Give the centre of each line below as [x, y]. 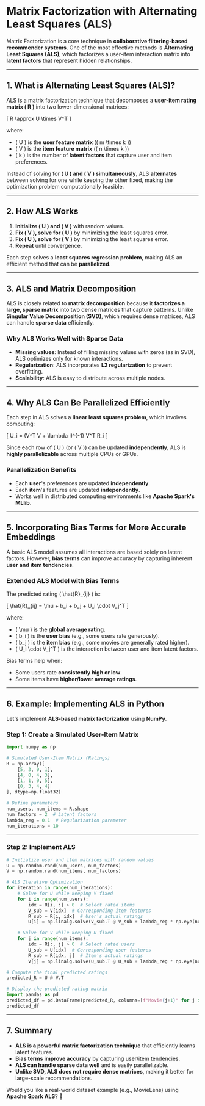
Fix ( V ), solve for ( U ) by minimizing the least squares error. [92, 233]
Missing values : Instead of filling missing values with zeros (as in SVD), [105, 352]
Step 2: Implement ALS [41, 847]
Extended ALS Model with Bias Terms [63, 580]
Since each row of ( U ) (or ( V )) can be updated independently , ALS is [96, 447]
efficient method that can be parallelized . [59, 264]
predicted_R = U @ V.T [35, 978]
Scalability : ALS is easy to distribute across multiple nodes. [90, 378]
